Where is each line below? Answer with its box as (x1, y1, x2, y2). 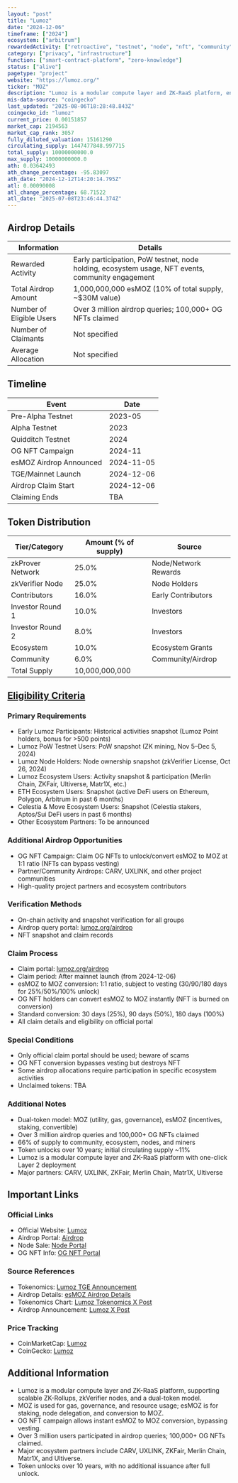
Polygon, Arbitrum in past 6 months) (17, 795, 124, 803)
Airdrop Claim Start (11, 480, 74, 490)
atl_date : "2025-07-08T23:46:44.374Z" (7, 195, 122, 202)
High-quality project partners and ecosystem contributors (17, 881, 186, 890)
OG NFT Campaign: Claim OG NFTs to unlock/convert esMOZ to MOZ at (17, 852, 228, 860)
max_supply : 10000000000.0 (7, 156, 87, 163)
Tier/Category (14, 541, 64, 551)
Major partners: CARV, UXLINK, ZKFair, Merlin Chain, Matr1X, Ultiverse (17, 1168, 223, 1176)
